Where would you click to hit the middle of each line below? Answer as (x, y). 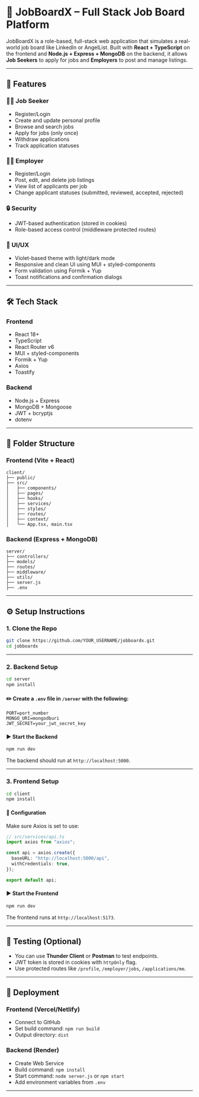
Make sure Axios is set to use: (43, 826)
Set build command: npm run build (57, 1029)
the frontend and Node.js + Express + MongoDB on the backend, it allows (97, 53)
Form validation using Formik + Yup (58, 270)
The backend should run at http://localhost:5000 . (68, 761)
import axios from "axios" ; (41, 842)
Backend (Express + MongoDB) (52, 540)
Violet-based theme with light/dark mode (65, 258)
